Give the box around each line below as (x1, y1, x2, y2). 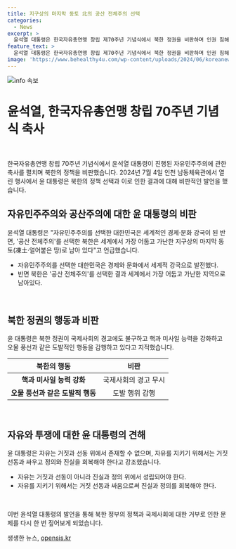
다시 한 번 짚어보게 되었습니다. (20, 519, 103, 527)
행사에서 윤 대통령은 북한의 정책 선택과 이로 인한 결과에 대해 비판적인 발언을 (14, 176, 221, 185)
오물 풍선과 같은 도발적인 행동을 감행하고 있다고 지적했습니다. (7, 343, 174, 351)
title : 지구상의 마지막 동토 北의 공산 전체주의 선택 (7, 10, 140, 18)
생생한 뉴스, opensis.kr (7, 534, 72, 542)
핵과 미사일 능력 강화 (21, 375, 86, 385)
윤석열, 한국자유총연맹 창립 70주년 (7, 103, 194, 120)
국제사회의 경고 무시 (103, 375, 165, 385)
